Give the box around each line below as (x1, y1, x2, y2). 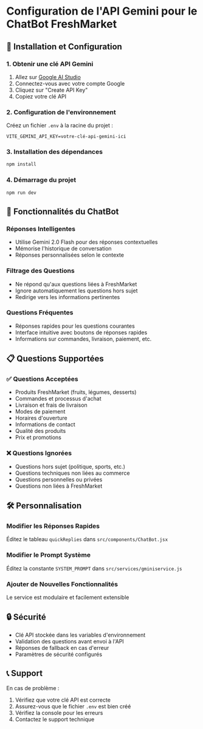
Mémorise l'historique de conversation (15, 245, 112, 252)
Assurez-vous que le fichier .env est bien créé (15, 702, 131, 710)
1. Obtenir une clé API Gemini (6, 60, 94, 68)
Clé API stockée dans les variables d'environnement (15, 631, 146, 638)
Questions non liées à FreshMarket (15, 482, 103, 489)
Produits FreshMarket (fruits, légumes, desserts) (15, 389, 137, 396)
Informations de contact (15, 421, 75, 428)
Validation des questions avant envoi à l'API (15, 637, 125, 645)
